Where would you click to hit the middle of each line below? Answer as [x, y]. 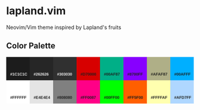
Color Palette [31, 46]
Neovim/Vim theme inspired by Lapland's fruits [64, 27]
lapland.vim [36, 11]
